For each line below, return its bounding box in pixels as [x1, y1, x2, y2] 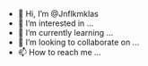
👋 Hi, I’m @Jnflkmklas [17, 9, 99, 19]
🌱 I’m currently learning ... [17, 28, 114, 37]
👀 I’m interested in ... [17, 18, 94, 29]
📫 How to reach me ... [17, 47, 101, 57]
